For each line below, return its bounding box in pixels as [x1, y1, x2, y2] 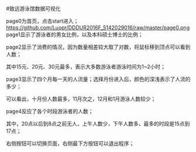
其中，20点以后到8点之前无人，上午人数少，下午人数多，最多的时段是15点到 [6, 120, 190, 127]
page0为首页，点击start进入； [6, 18, 79, 25]
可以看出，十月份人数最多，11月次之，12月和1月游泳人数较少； [6, 95, 156, 102]
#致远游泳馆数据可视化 [6, 5, 61, 12]
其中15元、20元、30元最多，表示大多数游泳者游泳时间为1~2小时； [6, 63, 166, 70]
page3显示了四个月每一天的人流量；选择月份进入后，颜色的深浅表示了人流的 [6, 75, 191, 82]
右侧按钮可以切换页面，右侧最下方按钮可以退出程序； [6, 140, 135, 147]
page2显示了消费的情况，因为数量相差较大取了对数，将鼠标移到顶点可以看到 [6, 43, 191, 50]
